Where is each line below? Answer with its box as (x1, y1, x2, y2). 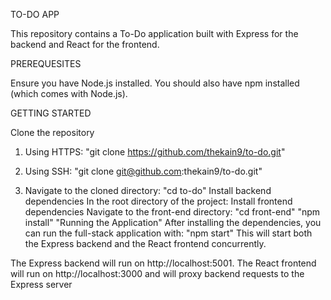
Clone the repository (10, 127, 95, 138)
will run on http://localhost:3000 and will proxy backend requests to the (10, 268, 305, 279)
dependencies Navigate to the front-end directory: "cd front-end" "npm (24, 206, 321, 218)
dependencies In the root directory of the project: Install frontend (24, 195, 293, 207)
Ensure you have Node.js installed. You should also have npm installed (10, 77, 300, 89)
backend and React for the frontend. (10, 39, 160, 50)
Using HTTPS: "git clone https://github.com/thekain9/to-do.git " (24, 146, 286, 158)
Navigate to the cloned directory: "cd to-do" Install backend (24, 185, 272, 196)
